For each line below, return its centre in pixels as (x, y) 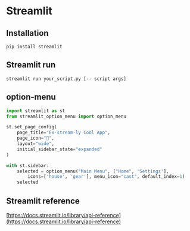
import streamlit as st (36, 111)
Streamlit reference (43, 201)
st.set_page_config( (32, 127)
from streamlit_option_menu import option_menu (66, 116)
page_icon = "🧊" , (36, 138)
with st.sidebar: (28, 165)
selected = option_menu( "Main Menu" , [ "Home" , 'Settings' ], (93, 171)
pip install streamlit (34, 47)
